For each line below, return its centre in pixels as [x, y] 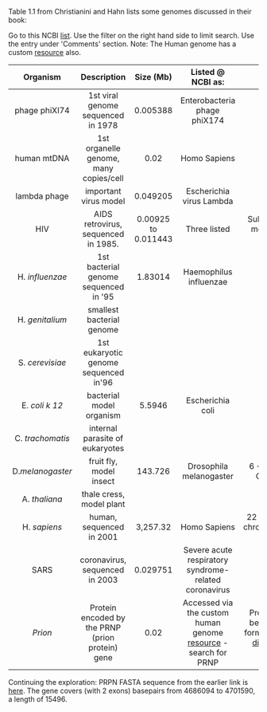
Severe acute [208, 550]
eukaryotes [103, 448]
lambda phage [42, 196]
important [103, 191]
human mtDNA [42, 158]
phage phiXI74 [42, 110]
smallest [103, 310]
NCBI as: [208, 82]
